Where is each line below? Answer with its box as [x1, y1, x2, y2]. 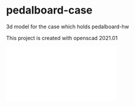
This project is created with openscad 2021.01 [6, 34, 118, 41]
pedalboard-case [6, 4, 93, 17]
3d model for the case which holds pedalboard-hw [6, 23, 130, 30]
